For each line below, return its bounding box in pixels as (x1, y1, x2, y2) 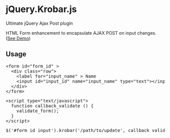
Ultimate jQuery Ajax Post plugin (6, 20, 73, 26)
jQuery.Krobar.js (6, 4, 77, 15)
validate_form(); (16, 108, 60, 114)
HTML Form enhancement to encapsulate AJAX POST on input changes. (6, 30, 157, 36)
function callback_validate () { (11, 103, 94, 109)
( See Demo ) (6, 35, 31, 41)
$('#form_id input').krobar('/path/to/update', (6, 127, 126, 133)
